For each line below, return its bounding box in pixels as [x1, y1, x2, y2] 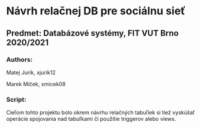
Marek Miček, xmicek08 [6, 80, 66, 87]
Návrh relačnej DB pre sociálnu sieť [6, 4, 186, 18]
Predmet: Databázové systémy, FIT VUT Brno [6, 28, 179, 38]
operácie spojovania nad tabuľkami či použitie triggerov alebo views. [6, 115, 176, 123]
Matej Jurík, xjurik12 [6, 69, 56, 76]
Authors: [6, 55, 33, 63]
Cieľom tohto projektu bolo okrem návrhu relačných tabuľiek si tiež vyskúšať [6, 109, 195, 116]
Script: [6, 95, 27, 103]
